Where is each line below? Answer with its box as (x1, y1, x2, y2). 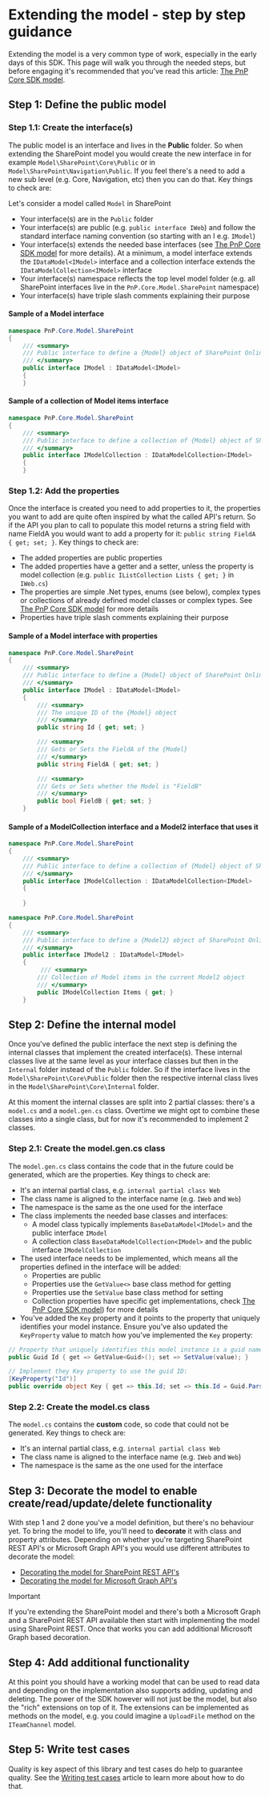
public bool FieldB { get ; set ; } (37, 797, 152, 805)
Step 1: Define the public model (8, 98, 167, 111)
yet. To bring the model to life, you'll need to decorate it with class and (8, 1526, 242, 1536)
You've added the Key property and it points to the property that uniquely (19, 1313, 260, 1322)
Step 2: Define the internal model (8, 1018, 176, 1031)
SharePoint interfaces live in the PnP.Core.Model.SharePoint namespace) (19, 282, 260, 292)
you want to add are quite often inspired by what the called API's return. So (8, 512, 256, 522)
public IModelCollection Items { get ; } (37, 988, 174, 996)
